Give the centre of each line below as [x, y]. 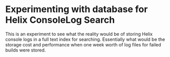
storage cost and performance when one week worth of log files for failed [83, 44]
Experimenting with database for [77, 9]
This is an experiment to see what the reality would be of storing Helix [79, 34]
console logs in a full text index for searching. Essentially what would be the [85, 39]
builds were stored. [26, 50]
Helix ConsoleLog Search [60, 20]
